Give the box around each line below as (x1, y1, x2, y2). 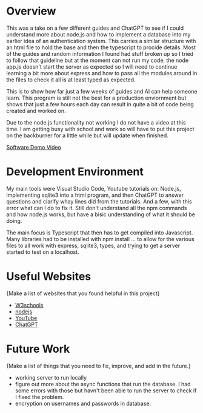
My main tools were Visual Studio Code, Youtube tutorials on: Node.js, (6, 185, 181, 192)
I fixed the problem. (15, 393, 64, 400)
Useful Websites (6, 270, 92, 284)
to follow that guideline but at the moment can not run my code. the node (6, 56, 189, 64)
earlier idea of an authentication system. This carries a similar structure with (6, 37, 196, 44)
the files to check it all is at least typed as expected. (6, 76, 136, 83)
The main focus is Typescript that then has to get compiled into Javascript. (6, 229, 193, 236)
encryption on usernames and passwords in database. (15, 400, 151, 407)
